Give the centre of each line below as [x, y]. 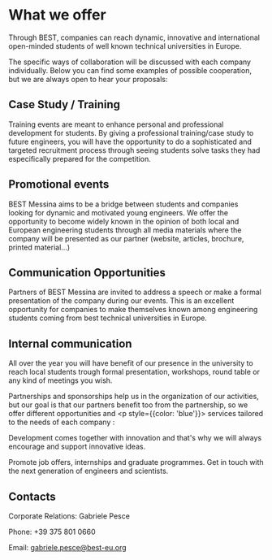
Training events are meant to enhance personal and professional [116, 124]
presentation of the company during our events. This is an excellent [121, 301]
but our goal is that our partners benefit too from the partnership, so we [128, 405]
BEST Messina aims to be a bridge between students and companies [123, 204]
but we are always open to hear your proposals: [88, 79]
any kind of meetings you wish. [60, 380]
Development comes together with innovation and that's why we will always [135, 438]
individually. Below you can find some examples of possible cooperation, [130, 70]
